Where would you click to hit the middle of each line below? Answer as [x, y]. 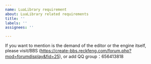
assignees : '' [20, 28]
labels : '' [16, 23]
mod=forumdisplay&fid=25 [32, 57]
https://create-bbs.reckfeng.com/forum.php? [86, 51]
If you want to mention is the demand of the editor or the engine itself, [75, 46]
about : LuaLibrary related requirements [47, 14]
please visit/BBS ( [23, 51]
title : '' [15, 18]
